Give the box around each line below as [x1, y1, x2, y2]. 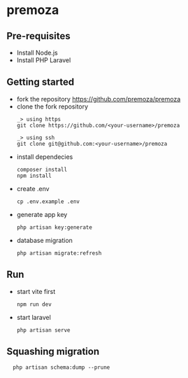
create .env [16, 184, 50, 192]
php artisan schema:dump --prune [13, 364, 110, 371]
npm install [16, 172, 52, 179]
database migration [16, 236, 73, 244]
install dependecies [16, 153, 73, 161]
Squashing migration [6, 346, 100, 358]
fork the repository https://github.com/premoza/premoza [16, 94, 181, 103]
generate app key [16, 210, 68, 218]
